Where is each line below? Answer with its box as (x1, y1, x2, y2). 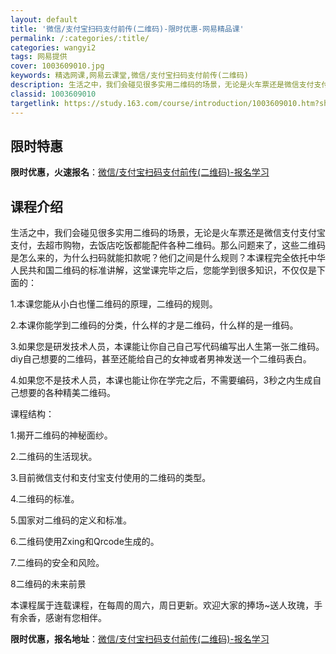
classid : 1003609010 (10, 89, 97, 99)
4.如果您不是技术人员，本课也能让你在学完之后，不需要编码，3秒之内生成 (10, 374, 313, 386)
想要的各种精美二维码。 (18, 387, 116, 399)
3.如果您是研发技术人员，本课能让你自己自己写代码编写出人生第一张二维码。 (10, 341, 325, 353)
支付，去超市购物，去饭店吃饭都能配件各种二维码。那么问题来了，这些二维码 (10, 239, 326, 251)
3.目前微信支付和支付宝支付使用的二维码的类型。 (10, 472, 212, 484)
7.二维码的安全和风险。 (10, 557, 105, 569)
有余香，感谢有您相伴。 (10, 612, 107, 624)
